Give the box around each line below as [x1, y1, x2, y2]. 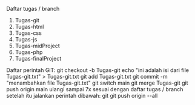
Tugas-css [15, 29, 42, 37]
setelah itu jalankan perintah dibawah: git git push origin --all [6, 92, 158, 99]
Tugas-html [15, 23, 44, 30]
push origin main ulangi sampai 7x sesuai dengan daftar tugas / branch [6, 86, 183, 92]
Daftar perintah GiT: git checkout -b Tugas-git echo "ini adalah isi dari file [6, 67, 190, 74]
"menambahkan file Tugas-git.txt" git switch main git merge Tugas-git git [6, 79, 189, 86]
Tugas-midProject [15, 42, 61, 49]
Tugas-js [15, 36, 38, 43]
